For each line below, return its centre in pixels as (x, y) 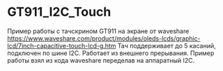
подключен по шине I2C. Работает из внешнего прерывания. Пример (111, 53)
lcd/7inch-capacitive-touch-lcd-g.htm (62, 45)
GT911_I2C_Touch (59, 12)
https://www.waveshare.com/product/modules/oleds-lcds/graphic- (104, 38)
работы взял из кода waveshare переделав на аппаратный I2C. (101, 60)
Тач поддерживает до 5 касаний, (167, 45)
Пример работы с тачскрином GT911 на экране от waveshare (98, 31)
